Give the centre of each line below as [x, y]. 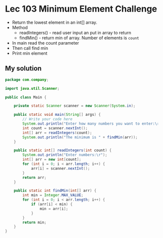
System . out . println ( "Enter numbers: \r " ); [65, 155]
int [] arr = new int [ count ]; [52, 159]
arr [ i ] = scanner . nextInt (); [60, 168]
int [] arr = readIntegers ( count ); [57, 133]
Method [20, 27]
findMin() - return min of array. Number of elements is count [79, 38]
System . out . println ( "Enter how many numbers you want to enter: [89, 124]
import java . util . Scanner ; [32, 88]
